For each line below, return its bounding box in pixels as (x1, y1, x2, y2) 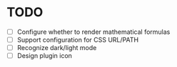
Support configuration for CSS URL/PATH (16, 36, 139, 44)
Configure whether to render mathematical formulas (16, 28, 171, 36)
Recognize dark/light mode (16, 44, 97, 52)
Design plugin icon (16, 51, 73, 60)
